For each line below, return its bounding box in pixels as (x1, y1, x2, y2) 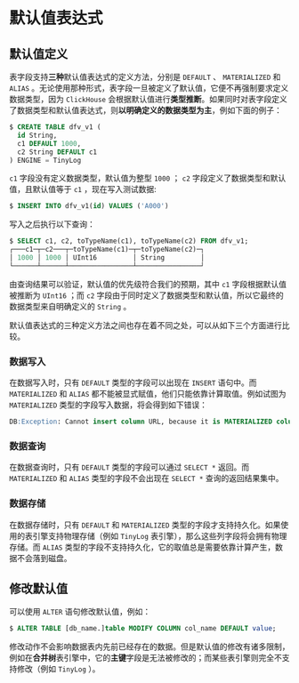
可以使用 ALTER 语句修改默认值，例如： (9, 607, 151, 617)
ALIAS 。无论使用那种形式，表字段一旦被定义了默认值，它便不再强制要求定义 (9, 83, 289, 93)
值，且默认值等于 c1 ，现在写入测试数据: (9, 184, 158, 195)
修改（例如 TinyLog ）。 (16, 663, 101, 674)
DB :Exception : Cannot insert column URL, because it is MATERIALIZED (9, 417, 273, 427)
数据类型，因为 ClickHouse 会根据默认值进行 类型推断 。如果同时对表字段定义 (9, 94, 287, 104)
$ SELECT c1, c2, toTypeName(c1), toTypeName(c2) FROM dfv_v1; (9, 237, 249, 245)
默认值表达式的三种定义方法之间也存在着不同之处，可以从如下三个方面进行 (9, 319, 282, 330)
